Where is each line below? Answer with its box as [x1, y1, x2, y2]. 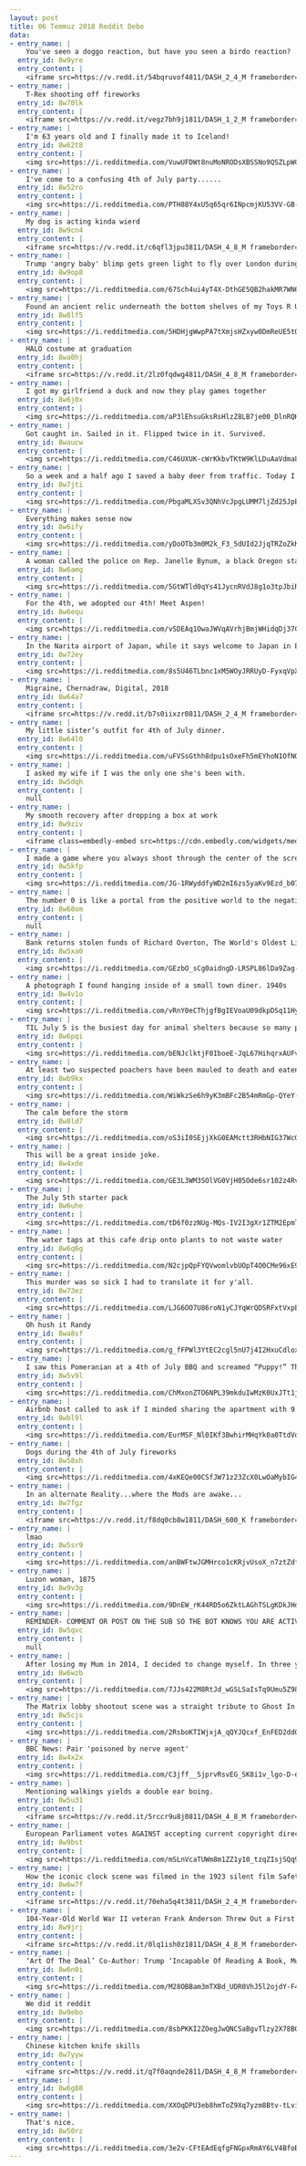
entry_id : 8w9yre [17, 56, 84, 65]
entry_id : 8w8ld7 [17, 1116, 84, 1125]
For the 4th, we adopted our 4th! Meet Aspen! [25, 599, 206, 608]
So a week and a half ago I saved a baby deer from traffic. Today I [25, 472, 296, 481]
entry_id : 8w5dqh [17, 777, 84, 786]
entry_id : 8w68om [17, 905, 84, 914]
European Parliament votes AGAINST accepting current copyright [25, 1829, 275, 1839]
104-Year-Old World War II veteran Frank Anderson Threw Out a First [25, 1914, 296, 1923]
